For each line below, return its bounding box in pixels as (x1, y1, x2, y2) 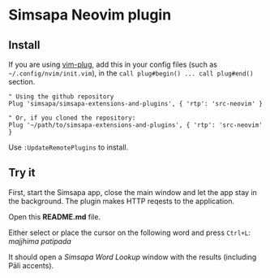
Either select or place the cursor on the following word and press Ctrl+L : (8, 228, 251, 237)
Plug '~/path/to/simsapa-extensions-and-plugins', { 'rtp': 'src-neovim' (8, 121, 264, 129)
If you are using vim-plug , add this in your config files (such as (8, 59, 217, 69)
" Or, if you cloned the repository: (8, 114, 136, 122)
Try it (8, 166, 36, 180)
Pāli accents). (8, 260, 54, 270)
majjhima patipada (8, 236, 71, 245)
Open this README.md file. (8, 211, 101, 221)
